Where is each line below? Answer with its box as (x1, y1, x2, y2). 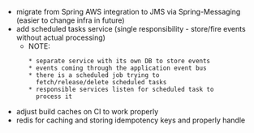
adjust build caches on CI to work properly (15, 107, 159, 116)
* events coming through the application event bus (28, 64, 207, 72)
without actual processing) (15, 32, 105, 42)
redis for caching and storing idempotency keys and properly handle (15, 115, 246, 125)
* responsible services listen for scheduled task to (28, 85, 214, 93)
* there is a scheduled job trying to (28, 71, 160, 79)
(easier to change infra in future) (15, 15, 125, 25)
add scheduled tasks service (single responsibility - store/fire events (15, 24, 246, 33)
